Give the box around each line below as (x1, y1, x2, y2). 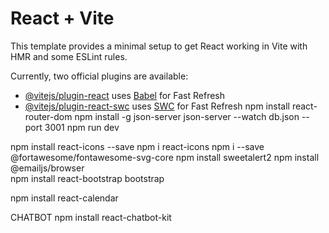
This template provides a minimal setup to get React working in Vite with (10, 40, 308, 52)
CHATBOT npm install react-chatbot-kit (10, 211, 172, 223)
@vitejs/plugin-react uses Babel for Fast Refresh (24, 89, 226, 101)
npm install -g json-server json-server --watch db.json (74, 110, 300, 122)
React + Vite (10, 7, 115, 30)
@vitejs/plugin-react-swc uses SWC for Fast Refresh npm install (24, 100, 290, 112)
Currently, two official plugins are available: (10, 70, 189, 82)
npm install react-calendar (10, 192, 119, 204)
